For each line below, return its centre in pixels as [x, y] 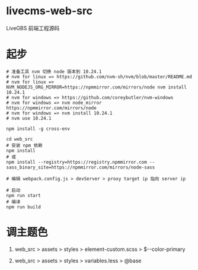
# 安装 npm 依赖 [24, 145]
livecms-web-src [49, 11]
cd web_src [20, 139]
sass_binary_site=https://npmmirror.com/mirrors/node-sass [81, 167]
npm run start [24, 195]
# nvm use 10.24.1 [29, 118]
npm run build [24, 207]
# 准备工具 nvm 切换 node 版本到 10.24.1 [54, 72]
